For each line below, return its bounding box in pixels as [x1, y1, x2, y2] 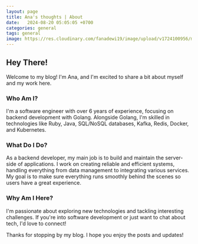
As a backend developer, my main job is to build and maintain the [6, 154, 164, 162]
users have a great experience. [6, 179, 81, 186]
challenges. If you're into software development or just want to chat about [6, 213, 186, 220]
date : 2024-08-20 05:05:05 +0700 [6, 19, 94, 25]
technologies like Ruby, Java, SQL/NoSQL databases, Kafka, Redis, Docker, [6, 120, 189, 127]
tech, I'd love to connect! [6, 220, 67, 227]
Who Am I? [6, 94, 38, 102]
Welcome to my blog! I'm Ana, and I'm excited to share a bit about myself [6, 73, 184, 80]
